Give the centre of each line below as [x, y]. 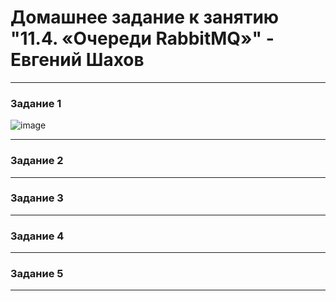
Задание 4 [37, 236]
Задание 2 [37, 161]
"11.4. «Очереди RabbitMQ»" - [142, 38]
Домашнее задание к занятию [145, 17]
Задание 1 [36, 103]
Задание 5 [37, 274]
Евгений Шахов [77, 60]
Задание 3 [37, 198]
